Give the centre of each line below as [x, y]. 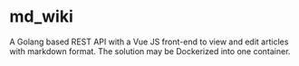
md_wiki [42, 17]
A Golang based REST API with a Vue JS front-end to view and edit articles [149, 42]
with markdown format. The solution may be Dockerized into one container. [150, 51]
